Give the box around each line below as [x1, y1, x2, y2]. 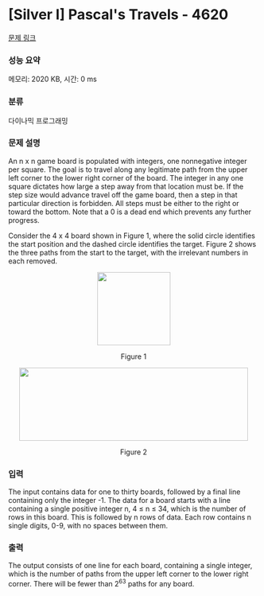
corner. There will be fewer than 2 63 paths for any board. [8, 578, 195, 589]
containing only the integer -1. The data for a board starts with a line [8, 496, 231, 505]
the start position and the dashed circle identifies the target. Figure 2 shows [8, 239, 257, 248]
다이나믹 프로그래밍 [8, 115, 68, 125]
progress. [8, 215, 40, 224]
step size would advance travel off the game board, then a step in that [8, 189, 238, 200]
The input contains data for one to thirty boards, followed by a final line [8, 487, 241, 497]
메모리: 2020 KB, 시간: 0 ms [8, 74, 97, 84]
